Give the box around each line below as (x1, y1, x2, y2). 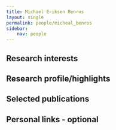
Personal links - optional (6, 114, 99, 125)
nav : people (17, 31, 47, 37)
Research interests (6, 53, 78, 64)
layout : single (6, 14, 44, 20)
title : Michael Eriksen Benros (6, 8, 84, 15)
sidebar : (6, 25, 28, 32)
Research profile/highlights (6, 73, 111, 84)
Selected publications (6, 94, 90, 104)
